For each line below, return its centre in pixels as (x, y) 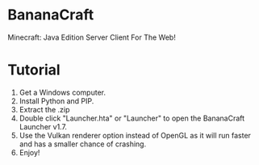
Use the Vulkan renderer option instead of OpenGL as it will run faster (135, 135)
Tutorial (34, 70)
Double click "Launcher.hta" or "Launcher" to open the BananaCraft (132, 118)
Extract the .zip (44, 109)
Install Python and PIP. (56, 101)
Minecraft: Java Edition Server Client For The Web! (92, 37)
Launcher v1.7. (43, 126)
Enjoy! (29, 152)
